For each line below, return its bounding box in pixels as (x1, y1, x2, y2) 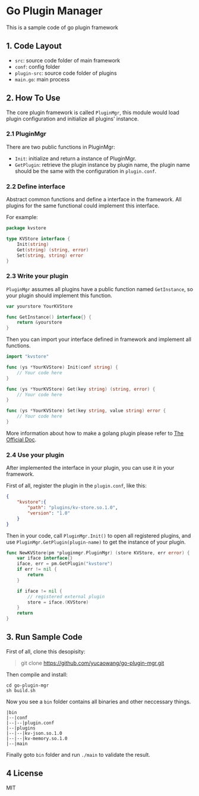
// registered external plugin (27, 593, 105, 599)
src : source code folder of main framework (14, 56, 121, 64)
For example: (6, 214, 39, 221)
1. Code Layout (6, 41, 62, 51)
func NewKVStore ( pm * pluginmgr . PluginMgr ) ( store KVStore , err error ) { (6, 549, 190, 556)
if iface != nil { (17, 588, 62, 594)
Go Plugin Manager (6, 4, 103, 18)
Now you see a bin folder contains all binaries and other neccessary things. (6, 698, 191, 705)
